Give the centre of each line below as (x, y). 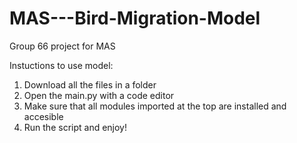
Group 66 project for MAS (62, 46)
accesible (43, 116)
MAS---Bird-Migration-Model (135, 18)
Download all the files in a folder (90, 84)
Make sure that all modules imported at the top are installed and (155, 106)
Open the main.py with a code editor (99, 95)
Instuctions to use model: (61, 65)
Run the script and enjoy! (75, 127)
